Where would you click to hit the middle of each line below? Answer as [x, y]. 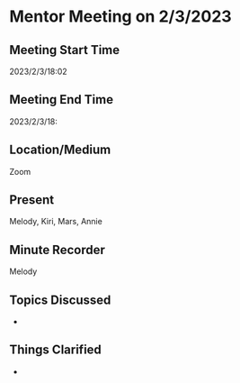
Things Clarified [55, 350]
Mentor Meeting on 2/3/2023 [120, 17]
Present [32, 200]
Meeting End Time [62, 100]
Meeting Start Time [65, 50]
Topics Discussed [60, 300]
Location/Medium [60, 150]
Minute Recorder [57, 250]
